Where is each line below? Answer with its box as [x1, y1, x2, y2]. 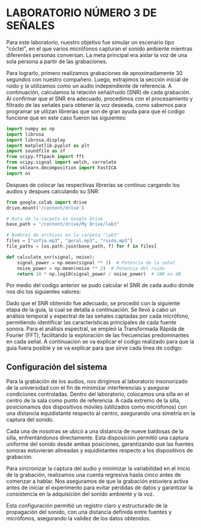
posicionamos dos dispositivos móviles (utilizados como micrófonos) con [6, 403, 187, 411]
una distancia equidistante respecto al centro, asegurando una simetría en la [6, 410, 196, 417]
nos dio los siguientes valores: [6, 288, 81, 296]
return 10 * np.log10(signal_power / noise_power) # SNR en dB [17, 271, 181, 277]
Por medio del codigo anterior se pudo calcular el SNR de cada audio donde [6, 282, 194, 289]
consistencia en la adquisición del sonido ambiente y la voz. [6, 490, 154, 498]
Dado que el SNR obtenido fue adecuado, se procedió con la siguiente [6, 300, 180, 307]
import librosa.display [6, 137, 66, 143]
